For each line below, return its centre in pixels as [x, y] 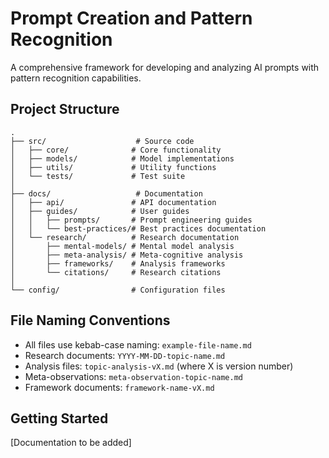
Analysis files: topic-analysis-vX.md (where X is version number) [159, 366]
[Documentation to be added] [71, 443]
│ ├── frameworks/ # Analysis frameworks [118, 263]
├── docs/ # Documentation [106, 193]
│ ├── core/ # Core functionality [116, 150]
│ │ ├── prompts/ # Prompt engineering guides [131, 220]
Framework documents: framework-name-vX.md [119, 387]
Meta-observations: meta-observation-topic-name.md [133, 376]
